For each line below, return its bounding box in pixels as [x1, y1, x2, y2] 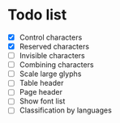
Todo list [7, 6, 67, 24]
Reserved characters [19, 42, 90, 51]
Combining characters [19, 60, 94, 70]
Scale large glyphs [19, 69, 82, 78]
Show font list [19, 96, 66, 106]
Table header [19, 78, 64, 88]
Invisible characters [19, 51, 86, 61]
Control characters [19, 32, 83, 42]
